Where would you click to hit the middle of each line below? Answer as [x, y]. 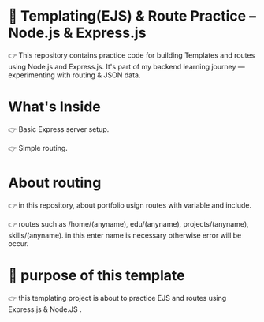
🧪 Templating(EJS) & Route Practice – [132, 16]
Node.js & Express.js [77, 33]
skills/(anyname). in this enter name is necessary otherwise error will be [125, 235]
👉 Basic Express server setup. [59, 129]
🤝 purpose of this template [97, 275]
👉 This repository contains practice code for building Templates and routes [132, 55]
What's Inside [54, 107]
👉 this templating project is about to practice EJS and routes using [117, 298]
